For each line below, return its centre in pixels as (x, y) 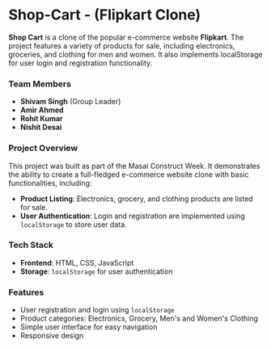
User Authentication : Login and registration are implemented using (132, 216)
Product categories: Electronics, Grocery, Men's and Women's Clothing (139, 319)
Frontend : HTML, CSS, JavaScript (77, 262)
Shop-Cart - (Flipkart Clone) (105, 15)
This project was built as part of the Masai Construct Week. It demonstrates (134, 166)
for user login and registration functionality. (80, 63)
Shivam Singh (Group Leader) (70, 102)
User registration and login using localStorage (97, 310)
